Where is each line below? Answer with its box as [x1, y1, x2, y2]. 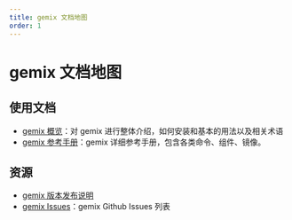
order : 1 [9, 21, 42, 30]
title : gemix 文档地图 [9, 12, 88, 22]
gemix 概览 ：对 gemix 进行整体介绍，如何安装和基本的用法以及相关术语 [21, 125, 284, 136]
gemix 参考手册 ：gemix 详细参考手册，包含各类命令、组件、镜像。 [21, 137, 266, 147]
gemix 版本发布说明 [21, 190, 94, 200]
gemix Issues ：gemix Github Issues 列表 [21, 201, 170, 212]
